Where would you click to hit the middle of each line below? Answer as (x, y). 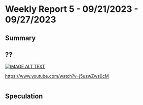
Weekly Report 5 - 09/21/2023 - (72, 9)
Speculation (24, 96)
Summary (20, 38)
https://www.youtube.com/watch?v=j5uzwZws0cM (57, 76)
